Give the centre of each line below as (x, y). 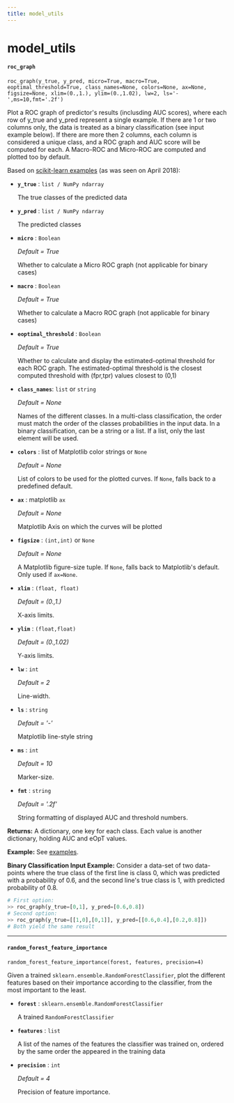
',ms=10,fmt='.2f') (36, 100)
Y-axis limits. (36, 656)
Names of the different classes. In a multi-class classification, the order (119, 416)
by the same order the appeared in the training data (91, 1051)
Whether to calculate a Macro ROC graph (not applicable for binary (114, 313)
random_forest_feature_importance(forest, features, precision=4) (106, 962)
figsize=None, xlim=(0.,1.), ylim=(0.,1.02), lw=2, (84, 94)
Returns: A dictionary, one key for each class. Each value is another (104, 831)
